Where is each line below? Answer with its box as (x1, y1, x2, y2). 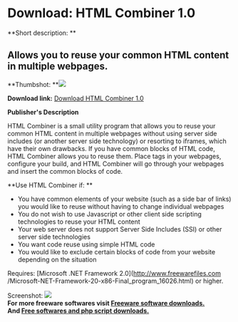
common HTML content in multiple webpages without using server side (7, 129, 217, 137)
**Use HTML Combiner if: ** (7, 180, 93, 189)
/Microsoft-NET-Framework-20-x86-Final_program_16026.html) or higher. (7, 276, 224, 285)
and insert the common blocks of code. (7, 167, 123, 175)
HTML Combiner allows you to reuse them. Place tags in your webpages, (7, 152, 222, 160)
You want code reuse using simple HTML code (17, 240, 155, 249)
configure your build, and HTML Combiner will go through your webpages (7, 159, 224, 168)
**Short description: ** (7, 28, 76, 37)
